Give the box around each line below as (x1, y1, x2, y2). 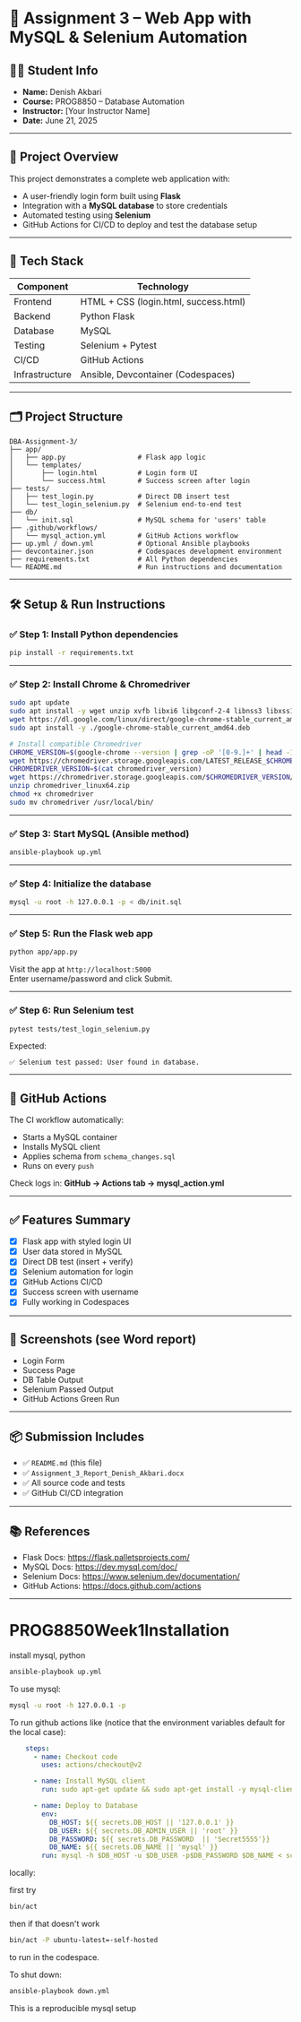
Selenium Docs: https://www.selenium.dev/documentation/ (21, 1570, 240, 1581)
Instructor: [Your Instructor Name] (21, 106, 150, 116)
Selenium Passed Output (21, 1384, 114, 1395)
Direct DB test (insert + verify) (21, 1257, 133, 1267)
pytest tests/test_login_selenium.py (9, 1024, 150, 1033)
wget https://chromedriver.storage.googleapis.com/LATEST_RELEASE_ (9, 756, 267, 765)
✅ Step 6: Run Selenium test (9, 1004, 134, 1016)
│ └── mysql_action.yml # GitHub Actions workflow (9, 531, 239, 540)
